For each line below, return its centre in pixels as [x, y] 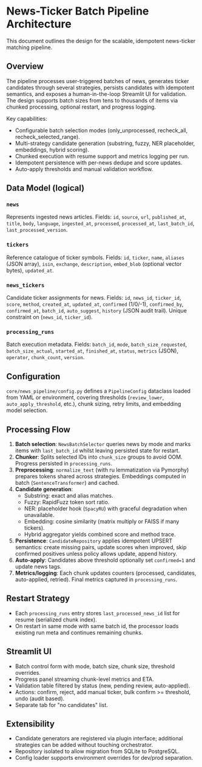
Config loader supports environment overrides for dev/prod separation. [104, 758]
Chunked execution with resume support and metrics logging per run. [102, 156]
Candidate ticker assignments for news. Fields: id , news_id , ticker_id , [94, 298]
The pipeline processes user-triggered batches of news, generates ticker [98, 81]
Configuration [33, 377]
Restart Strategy [38, 599]
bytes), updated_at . [30, 270]
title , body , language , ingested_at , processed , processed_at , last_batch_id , [100, 223]
